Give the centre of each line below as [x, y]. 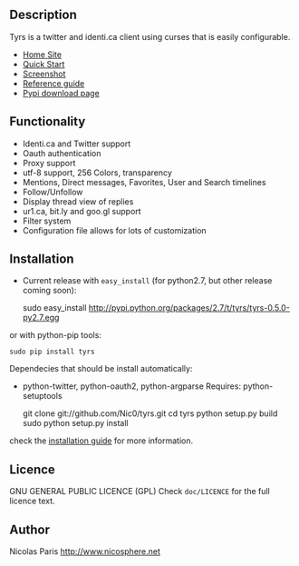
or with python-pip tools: [56, 335]
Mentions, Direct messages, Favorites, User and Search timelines [144, 182]
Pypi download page [61, 93]
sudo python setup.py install [75, 423]
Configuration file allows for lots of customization [114, 230]
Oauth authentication [62, 153]
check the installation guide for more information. [101, 441]
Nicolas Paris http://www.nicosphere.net [85, 551]
